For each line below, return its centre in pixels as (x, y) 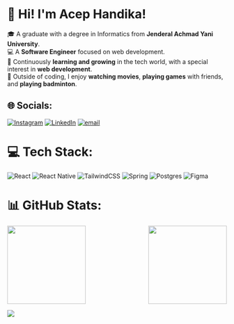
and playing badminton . (42, 83)
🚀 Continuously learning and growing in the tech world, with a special (108, 61)
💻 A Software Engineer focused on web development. (86, 51)
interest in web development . (50, 69)
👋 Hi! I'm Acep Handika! (77, 14)
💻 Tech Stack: (50, 152)
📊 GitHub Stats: (55, 205)
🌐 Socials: (30, 106)
